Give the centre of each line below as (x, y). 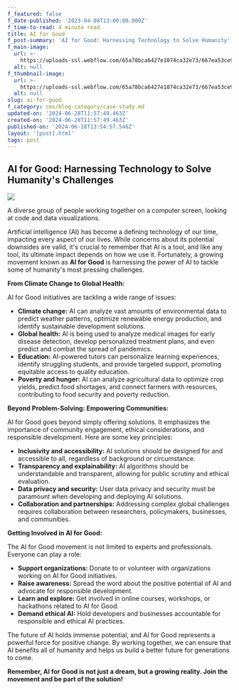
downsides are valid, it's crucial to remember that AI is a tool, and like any (115, 247)
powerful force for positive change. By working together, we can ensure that (119, 643)
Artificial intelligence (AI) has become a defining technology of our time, (113, 232)
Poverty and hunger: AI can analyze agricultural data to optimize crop (121, 379)
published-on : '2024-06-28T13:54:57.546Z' (71, 127)
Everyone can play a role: (44, 555)
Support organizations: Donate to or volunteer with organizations (114, 568)
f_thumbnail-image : (36, 73)
